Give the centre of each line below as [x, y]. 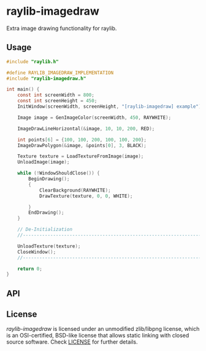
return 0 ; [30, 269]
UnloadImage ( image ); [44, 162]
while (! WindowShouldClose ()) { [59, 173]
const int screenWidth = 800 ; [56, 95]
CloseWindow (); [37, 252]
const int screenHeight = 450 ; [57, 101]
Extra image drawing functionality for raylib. [62, 28]
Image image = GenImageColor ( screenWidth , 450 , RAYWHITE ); [94, 118]
